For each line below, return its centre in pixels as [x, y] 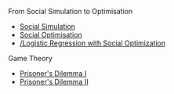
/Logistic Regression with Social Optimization [92, 43]
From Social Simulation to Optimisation [71, 11]
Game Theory [30, 58]
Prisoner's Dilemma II [54, 82]
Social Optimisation [51, 35]
